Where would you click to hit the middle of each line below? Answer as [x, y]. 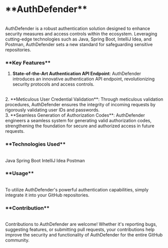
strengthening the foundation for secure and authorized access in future [80, 126]
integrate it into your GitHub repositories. [47, 195]
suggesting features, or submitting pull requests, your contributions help [80, 229]
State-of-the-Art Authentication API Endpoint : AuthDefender [77, 74]
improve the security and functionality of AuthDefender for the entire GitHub [84, 235]
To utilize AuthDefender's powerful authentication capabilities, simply [77, 189]
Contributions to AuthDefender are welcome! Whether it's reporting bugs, [81, 224]
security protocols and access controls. [53, 84]
